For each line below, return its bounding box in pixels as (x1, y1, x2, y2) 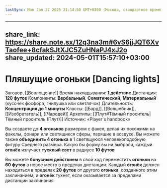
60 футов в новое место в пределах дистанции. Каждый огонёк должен (5, 162, 160, 168)
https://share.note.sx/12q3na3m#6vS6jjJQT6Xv (5, 38, 159, 47)
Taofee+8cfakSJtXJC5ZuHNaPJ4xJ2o (5, 46, 128, 55)
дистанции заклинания (5, 177, 54, 184)
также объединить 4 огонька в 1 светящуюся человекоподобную (5, 136, 146, 142)
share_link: (5, 30, 40, 39)
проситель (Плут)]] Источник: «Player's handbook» (23, 116, 131, 122)
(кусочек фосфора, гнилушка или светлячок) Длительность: (5, 100, 133, 106)
